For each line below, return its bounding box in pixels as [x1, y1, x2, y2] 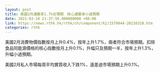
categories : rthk [5, 25, 40, 30]
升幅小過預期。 [5, 52, 35, 57]
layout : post [5, 7, 32, 12]
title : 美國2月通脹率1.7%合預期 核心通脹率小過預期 [5, 12, 100, 17]
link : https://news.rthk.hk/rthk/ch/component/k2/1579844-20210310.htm [5, 20, 153, 26]
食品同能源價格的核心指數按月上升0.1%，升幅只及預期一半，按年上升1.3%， [5, 45, 156, 51]
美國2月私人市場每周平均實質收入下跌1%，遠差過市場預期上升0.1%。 [5, 62, 142, 68]
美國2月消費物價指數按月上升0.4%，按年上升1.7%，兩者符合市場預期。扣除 [5, 39, 156, 45]
